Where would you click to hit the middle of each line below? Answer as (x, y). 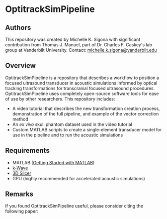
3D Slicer (22, 173)
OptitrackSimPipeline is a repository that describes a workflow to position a (82, 78)
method (20, 119)
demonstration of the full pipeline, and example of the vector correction (85, 113)
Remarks (19, 194)
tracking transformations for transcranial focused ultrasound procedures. (80, 88)
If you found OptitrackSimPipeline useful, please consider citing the (74, 206)
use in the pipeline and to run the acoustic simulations (68, 135)
